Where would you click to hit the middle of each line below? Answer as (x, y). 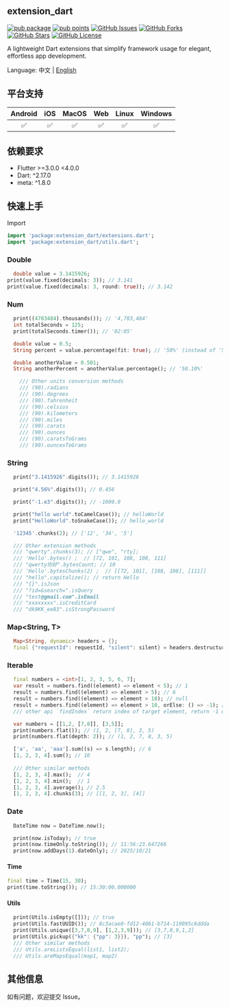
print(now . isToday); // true (55, 838)
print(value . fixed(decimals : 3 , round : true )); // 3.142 (90, 287)
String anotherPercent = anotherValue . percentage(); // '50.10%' (108, 369)
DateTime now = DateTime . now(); (60, 826)
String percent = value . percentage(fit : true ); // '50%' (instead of (114, 350)
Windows (156, 113)
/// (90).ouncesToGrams (53, 445)
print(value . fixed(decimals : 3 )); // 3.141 (70, 280)
